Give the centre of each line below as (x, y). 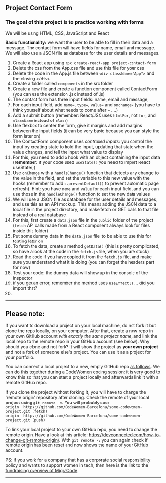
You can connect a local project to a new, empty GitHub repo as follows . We (83, 366)
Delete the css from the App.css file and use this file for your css (78, 68)
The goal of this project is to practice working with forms (75, 22)
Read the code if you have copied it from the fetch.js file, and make (82, 257)
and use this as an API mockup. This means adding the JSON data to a (84, 204)
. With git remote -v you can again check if (103, 440)
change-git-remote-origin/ (33, 440)
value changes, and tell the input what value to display (68, 152)
